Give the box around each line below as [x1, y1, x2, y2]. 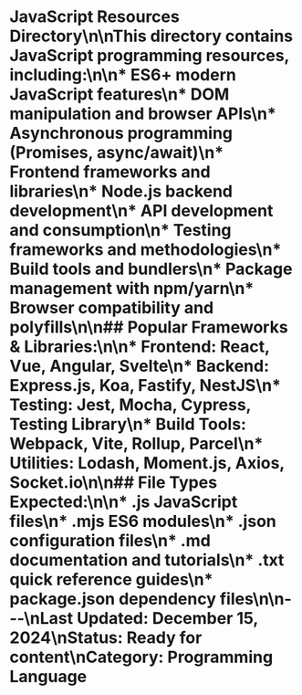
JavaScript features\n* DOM [9, 84, 230, 105]
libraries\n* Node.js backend [9, 181, 234, 202]
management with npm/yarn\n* [9, 279, 255, 299]
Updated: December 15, [76, 608, 258, 629]
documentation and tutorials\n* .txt [9, 550, 285, 571]
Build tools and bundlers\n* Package [9, 258, 293, 279]
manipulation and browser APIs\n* [9, 103, 276, 124]
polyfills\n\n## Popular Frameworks [9, 317, 289, 338]
